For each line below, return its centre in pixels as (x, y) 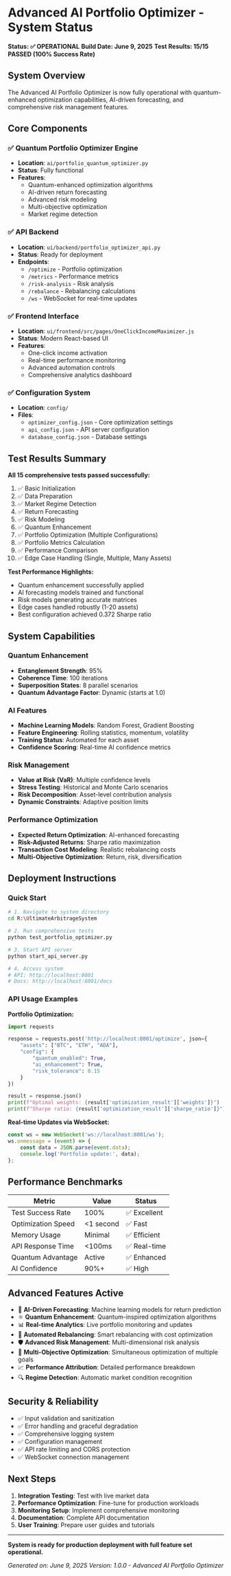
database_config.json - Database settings (87, 437)
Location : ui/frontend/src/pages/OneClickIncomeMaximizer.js (106, 331)
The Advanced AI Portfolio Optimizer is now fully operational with (100, 92)
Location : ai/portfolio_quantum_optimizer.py (83, 163)
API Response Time (43, 1246)
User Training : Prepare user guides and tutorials (86, 1524)
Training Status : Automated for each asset (78, 740)
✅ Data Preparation (45, 496)
